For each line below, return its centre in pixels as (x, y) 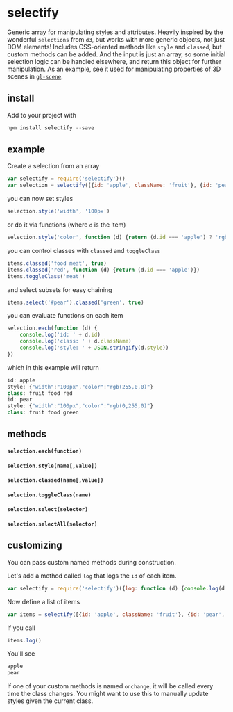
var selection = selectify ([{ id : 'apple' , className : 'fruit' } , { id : (110, 186)
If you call (21, 628)
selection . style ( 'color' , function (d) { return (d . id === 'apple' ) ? (110, 238)
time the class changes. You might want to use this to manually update (108, 694)
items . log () (24, 640)
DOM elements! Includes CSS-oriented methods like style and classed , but (114, 47)
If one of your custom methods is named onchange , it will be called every (110, 686)
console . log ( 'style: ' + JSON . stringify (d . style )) (94, 348)
